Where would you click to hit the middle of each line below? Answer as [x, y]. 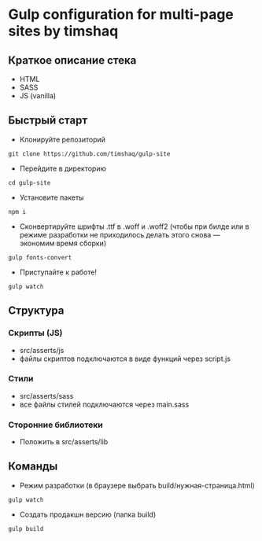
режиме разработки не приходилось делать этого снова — [120, 234]
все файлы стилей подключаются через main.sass [104, 404]
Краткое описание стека [72, 60]
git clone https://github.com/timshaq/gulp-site [89, 154]
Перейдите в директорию [63, 168]
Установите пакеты [52, 197]
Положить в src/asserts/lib [64, 442]
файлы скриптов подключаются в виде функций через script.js [125, 359]
